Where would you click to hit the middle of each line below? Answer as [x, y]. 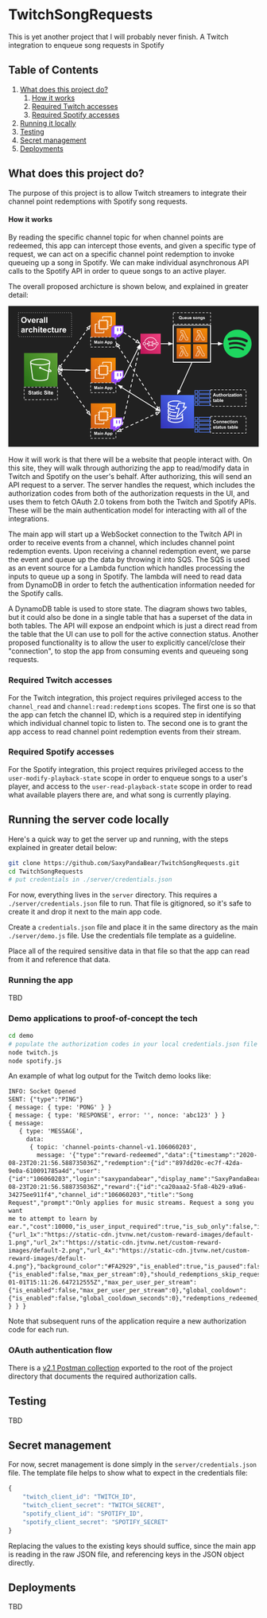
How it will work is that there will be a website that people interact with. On [130, 460]
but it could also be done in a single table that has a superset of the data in [130, 618]
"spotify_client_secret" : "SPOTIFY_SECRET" [96, 1522]
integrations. [29, 519]
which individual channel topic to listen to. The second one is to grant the [128, 723]
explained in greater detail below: [63, 847]
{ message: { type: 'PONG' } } [60, 1108]
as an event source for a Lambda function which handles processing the [126, 568]
